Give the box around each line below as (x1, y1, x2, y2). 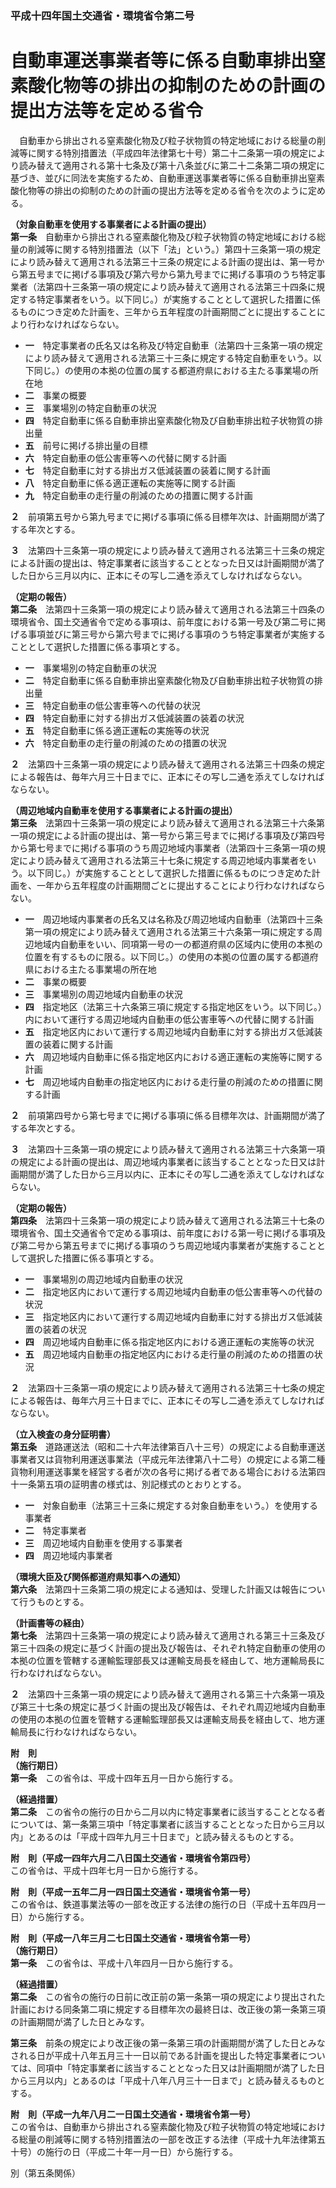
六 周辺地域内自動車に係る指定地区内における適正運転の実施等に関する (24, 1050, 323, 1062)
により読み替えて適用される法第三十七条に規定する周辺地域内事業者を (18, 854, 308, 866)
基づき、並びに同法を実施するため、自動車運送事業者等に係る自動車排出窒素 (10, 172, 326, 184)
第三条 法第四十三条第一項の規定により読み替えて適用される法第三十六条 (10, 817, 317, 829)
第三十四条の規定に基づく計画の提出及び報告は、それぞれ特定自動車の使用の (10, 1642, 326, 1654)
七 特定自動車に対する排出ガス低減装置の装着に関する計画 (24, 464, 271, 476)
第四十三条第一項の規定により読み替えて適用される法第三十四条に (44, 280, 317, 292)
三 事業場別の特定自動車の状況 (24, 402, 157, 414)
